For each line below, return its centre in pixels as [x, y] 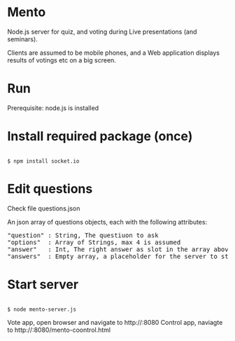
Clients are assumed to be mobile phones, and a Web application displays [114, 53]
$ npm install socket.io [43, 161]
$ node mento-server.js [42, 309]
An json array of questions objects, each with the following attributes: [107, 222]
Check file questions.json [44, 208]
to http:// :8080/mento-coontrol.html [59, 330]
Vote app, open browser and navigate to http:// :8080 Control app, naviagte [115, 322]
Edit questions [50, 189]
